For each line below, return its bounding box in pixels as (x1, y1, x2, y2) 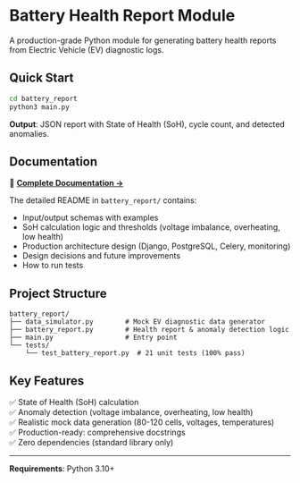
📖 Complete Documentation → (9, 178, 124, 189)
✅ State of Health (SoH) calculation (9, 396, 139, 407)
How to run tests (21, 260, 84, 271)
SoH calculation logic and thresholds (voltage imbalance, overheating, (21, 222, 281, 233)
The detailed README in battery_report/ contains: (9, 195, 197, 206)
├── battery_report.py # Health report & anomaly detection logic (9, 326, 290, 335)
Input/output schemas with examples (21, 212, 159, 224)
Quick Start (9, 71, 74, 86)
